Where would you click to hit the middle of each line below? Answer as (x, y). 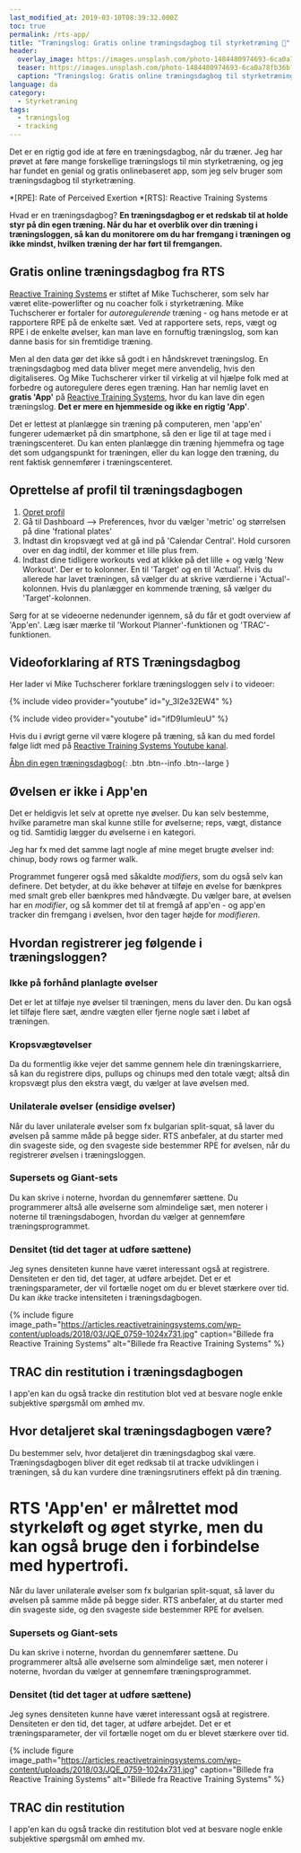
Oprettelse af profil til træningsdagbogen (126, 490)
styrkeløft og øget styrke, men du (137, 1527)
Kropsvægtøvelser (51, 1045)
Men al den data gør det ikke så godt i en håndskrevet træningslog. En (139, 358)
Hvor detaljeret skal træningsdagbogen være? (141, 1431)
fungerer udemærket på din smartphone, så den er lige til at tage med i (140, 433)
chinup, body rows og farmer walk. (74, 860)
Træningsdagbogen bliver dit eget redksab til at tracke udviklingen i (134, 1462)
